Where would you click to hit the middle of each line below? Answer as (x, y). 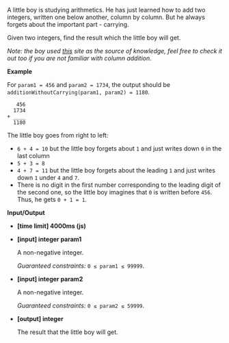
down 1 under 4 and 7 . (48, 178)
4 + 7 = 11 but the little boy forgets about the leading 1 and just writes (116, 170)
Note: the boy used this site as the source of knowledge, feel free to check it (114, 51)
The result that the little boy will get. (67, 332)
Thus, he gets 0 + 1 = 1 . (52, 199)
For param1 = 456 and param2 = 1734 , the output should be (89, 85)
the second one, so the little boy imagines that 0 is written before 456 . (114, 192)
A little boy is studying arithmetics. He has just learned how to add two (106, 10)
